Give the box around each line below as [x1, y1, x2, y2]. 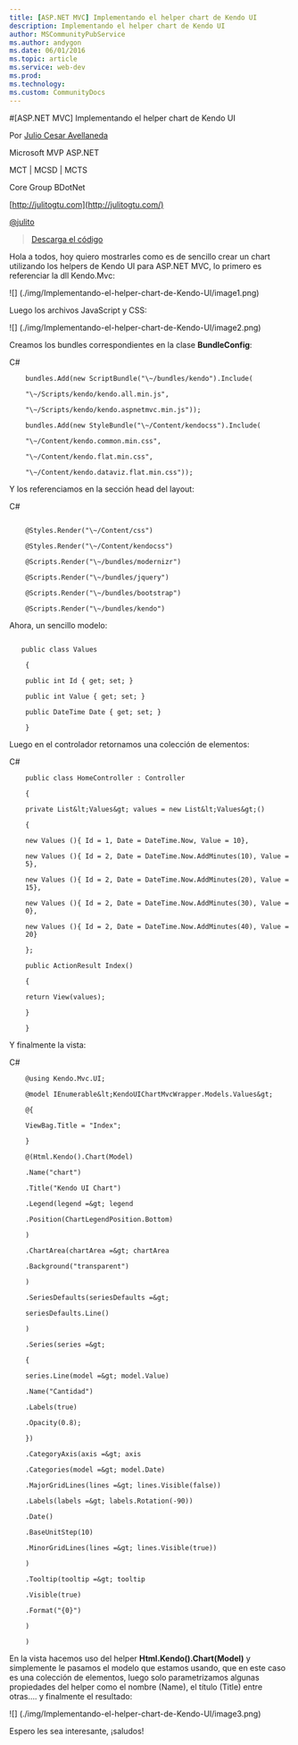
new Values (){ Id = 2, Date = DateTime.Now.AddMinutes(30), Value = [25, 898, 290, 907]
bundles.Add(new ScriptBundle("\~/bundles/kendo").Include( [25, 374, 253, 383]
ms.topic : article [9, 55, 78, 63]
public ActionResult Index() [25, 961, 134, 970]
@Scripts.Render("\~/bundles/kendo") [25, 604, 166, 613]
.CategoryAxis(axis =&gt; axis [25, 1449, 142, 1458]
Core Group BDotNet [9, 181, 86, 192]
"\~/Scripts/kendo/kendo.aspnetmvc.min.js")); [25, 405, 202, 414]
